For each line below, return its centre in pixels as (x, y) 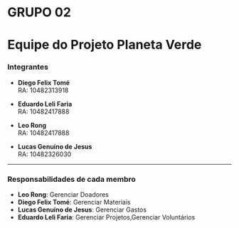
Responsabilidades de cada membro (72, 179)
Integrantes (28, 67)
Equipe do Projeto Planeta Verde (105, 45)
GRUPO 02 (39, 12)
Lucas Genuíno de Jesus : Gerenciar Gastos (82, 210)
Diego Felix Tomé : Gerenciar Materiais (74, 202)
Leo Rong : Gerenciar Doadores (63, 194)
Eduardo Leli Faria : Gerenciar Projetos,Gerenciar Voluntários (106, 217)
